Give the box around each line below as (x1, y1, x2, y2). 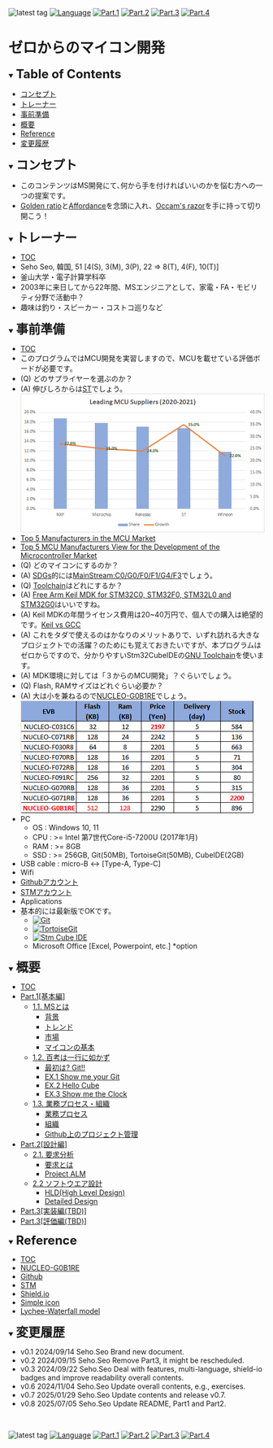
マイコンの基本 (44, 1042, 95, 1052)
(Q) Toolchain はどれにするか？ (19, 580, 123, 590)
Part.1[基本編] (19, 991, 66, 1001)
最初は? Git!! (44, 1062, 85, 1072)
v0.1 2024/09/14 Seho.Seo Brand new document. (19, 1346, 185, 1356)
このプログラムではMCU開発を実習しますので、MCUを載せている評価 (19, 353, 253, 363)
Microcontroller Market (19, 550, 97, 560)
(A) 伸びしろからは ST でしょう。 (19, 383, 128, 394)
